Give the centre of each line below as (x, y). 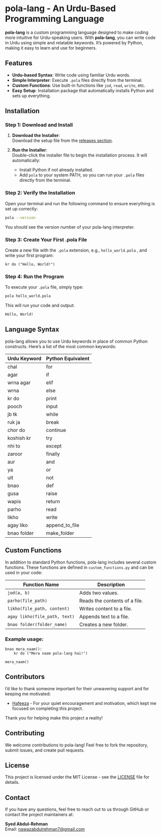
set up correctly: (21, 209)
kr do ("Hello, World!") (30, 264)
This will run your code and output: (40, 306)
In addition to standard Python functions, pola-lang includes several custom (81, 562)
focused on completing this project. (48, 708)
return (53, 501)
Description (111, 584)
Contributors (25, 677)
